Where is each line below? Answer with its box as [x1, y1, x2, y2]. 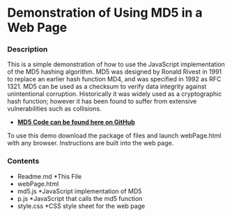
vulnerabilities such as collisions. [7, 104, 102, 113]
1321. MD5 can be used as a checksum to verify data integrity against [7, 82, 207, 91]
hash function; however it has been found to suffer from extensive [7, 97, 197, 106]
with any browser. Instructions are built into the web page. [7, 139, 174, 147]
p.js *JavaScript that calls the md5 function [17, 194, 143, 202]
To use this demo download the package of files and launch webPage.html [7, 131, 222, 140]
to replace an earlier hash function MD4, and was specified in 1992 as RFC [7, 75, 222, 83]
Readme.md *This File [17, 172, 82, 180]
